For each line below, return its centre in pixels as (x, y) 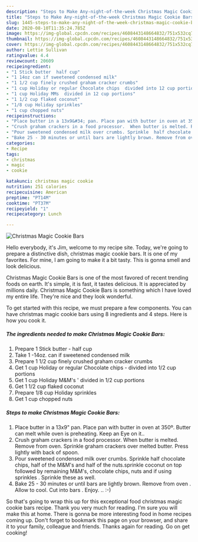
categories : (21, 143)
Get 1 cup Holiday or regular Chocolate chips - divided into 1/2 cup (95, 368)
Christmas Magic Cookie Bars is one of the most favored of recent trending (97, 278)
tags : (13, 154)
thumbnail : (19, 39)
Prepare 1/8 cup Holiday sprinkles (56, 393)
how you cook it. (26, 321)
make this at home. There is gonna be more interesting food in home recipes (99, 514)
